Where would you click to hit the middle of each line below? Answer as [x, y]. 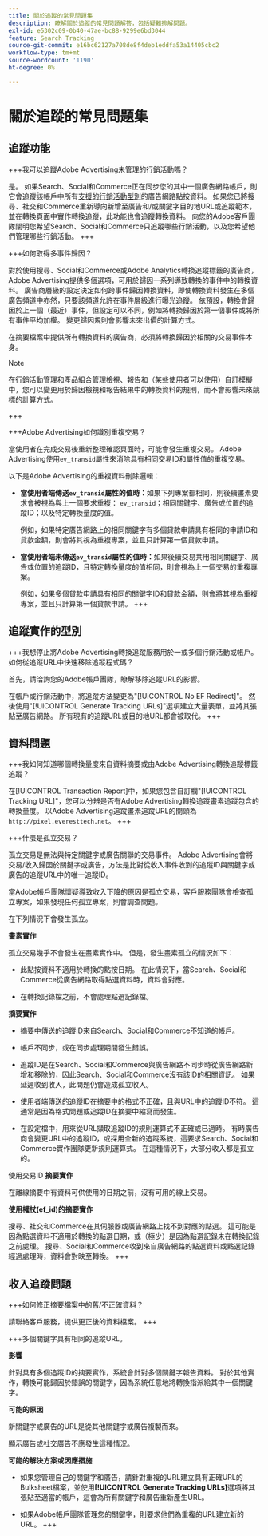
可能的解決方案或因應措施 [50, 1461]
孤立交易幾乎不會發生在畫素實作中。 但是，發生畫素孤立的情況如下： [121, 953]
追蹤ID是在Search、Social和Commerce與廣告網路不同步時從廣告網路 [133, 1065]
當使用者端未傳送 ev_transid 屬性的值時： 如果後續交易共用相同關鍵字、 [136, 557]
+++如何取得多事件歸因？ [50, 253]
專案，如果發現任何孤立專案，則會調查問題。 [88, 902]
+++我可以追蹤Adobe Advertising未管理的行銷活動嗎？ [99, 169]
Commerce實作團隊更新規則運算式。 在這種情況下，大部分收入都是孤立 [137, 1149]
